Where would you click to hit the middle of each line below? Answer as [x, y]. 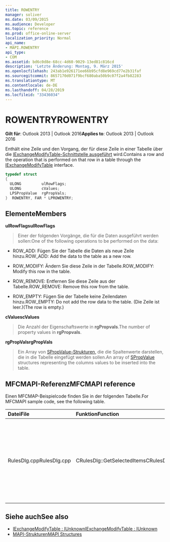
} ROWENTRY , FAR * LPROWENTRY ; [39, 198]
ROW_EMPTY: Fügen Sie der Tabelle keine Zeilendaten [70, 296]
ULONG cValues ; [35, 188]
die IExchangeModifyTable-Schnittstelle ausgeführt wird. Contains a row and [84, 154]
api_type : [16, 52]
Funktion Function [97, 414]
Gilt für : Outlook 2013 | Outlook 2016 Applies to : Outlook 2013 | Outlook [80, 134]
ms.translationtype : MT [30, 81]
